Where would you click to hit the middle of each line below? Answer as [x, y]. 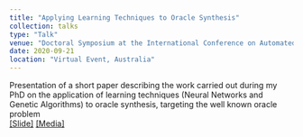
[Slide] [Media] [37, 123]
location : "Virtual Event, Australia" [82, 59]
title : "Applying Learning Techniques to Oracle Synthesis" [125, 18]
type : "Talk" [34, 34]
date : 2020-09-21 [42, 51]
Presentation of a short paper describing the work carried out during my [143, 85]
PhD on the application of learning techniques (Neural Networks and [136, 95]
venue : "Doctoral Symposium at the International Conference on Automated [153, 43]
